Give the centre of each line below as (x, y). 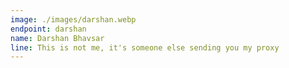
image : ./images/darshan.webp (73, 19)
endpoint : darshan (48, 29)
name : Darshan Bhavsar (57, 38)
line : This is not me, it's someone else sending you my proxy (145, 47)
